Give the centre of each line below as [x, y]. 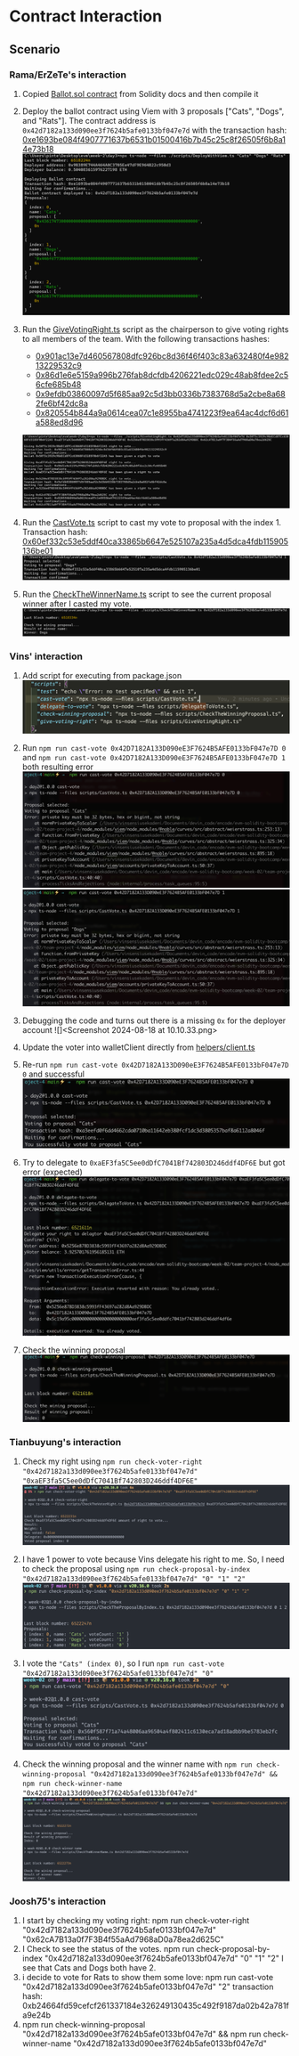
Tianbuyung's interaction [65, 1442]
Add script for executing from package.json [102, 676]
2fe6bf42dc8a [62, 403]
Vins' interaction [46, 656]
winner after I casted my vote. [77, 604]
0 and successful [53, 1074]
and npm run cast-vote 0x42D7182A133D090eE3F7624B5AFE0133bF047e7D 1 [154, 758]
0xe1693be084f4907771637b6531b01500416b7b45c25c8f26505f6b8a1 [154, 139]
